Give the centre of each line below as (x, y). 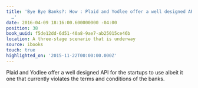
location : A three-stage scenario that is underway (71, 39)
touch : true (21, 50)
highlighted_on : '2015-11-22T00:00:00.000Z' (62, 56)
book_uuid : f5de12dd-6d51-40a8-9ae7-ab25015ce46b (68, 34)
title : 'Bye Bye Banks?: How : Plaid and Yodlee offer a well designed (96, 12)
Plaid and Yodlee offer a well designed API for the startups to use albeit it (95, 72)
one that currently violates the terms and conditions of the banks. (85, 79)
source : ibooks (25, 45)
